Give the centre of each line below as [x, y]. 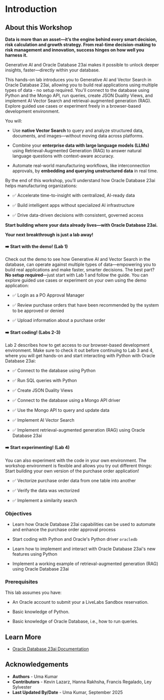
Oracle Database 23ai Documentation [50, 649]
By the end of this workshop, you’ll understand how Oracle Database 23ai [80, 180]
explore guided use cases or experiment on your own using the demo [76, 280]
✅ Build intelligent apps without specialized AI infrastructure [73, 205]
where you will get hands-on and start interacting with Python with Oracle [80, 356]
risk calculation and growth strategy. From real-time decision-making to [81, 45]
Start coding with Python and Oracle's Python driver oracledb [75, 539]
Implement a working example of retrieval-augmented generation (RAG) [85, 564]
